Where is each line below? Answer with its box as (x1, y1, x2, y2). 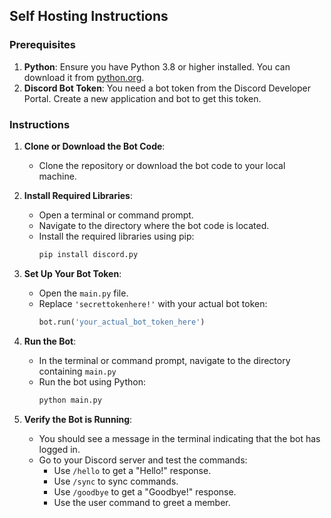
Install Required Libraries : (23, 189, 134, 201)
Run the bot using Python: (38, 375, 146, 388)
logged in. (38, 443, 81, 455)
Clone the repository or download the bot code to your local (38, 159, 286, 171)
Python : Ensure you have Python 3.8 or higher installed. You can (23, 60, 291, 73)
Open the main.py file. (38, 287, 129, 299)
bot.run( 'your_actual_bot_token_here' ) (38, 317, 206, 327)
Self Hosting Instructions (9, 8, 169, 25)
